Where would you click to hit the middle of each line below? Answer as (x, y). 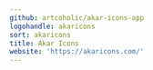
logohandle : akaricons (52, 26)
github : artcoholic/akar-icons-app (77, 18)
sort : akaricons (40, 35)
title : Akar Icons (44, 43)
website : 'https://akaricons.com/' (77, 52)
